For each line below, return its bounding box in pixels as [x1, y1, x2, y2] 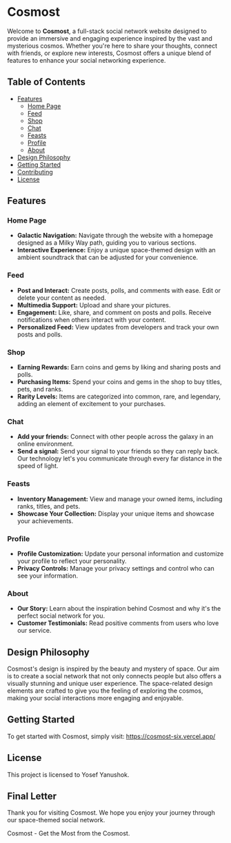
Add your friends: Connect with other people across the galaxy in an [17, 432, 214, 441]
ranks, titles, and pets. [17, 502, 81, 510]
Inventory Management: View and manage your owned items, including [17, 494, 223, 503]
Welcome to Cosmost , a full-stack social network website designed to [7, 27, 207, 35]
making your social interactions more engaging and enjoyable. [7, 694, 184, 702]
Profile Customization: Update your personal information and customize [17, 549, 224, 558]
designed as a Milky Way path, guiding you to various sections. [17, 238, 197, 247]
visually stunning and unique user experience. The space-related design [7, 680, 213, 688]
